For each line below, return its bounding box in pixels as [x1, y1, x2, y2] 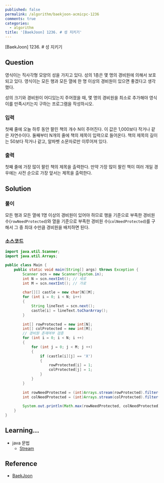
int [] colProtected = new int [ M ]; [22, 326, 93, 331]
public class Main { [5, 263, 47, 268]
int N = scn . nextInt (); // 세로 [22, 276, 86, 281]
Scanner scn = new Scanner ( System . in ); [22, 272, 104, 276]
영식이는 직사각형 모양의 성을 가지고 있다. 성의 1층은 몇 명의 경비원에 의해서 [5, 72, 147, 78]
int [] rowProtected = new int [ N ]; [22, 322, 93, 327]
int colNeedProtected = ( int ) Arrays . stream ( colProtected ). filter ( [22, 394, 161, 399]
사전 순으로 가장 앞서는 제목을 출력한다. [18, 170, 93, 176]
